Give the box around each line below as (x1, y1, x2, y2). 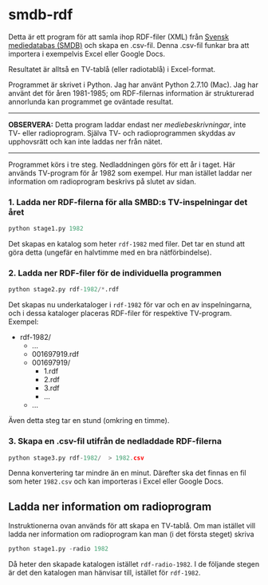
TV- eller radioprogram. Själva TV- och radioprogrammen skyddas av (8, 128, 236, 137)
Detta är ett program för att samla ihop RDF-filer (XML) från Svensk (8, 32, 230, 42)
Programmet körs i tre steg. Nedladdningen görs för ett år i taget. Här (8, 160, 235, 169)
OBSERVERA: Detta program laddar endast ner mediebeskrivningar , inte (8, 120, 246, 129)
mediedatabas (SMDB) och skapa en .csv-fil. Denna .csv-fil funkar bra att (8, 40, 250, 49)
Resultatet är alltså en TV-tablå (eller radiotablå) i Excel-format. (8, 64, 216, 73)
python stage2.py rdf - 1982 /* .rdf (8, 286, 120, 294)
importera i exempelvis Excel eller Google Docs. (8, 49, 166, 58)
